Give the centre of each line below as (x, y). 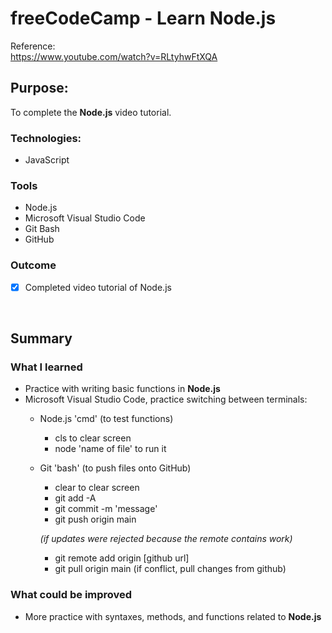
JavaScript (47, 160)
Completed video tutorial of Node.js (98, 287)
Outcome (33, 265)
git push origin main (95, 519)
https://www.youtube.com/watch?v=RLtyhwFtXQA (114, 56)
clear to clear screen (97, 488)
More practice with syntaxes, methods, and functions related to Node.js (173, 616)
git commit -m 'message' (106, 509)
